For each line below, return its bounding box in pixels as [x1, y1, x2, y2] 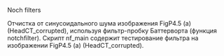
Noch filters [7, 6, 41, 14]
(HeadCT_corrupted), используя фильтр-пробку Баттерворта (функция [7, 27, 217, 35]
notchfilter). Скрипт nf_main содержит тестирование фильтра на [7, 34, 199, 42]
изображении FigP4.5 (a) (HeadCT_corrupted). [7, 41, 144, 49]
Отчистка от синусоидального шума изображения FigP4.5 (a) [7, 19, 191, 27]
